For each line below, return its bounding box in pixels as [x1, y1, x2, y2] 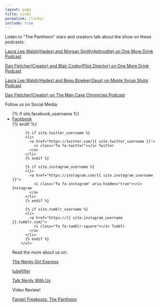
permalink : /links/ [5, 16, 44, 21]
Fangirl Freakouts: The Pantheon [12, 296, 77, 302]
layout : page [5, 7, 31, 12]
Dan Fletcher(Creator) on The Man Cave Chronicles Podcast [5, 92, 125, 98]
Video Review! [12, 287, 41, 293]
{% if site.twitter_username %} [25, 130, 90, 136]
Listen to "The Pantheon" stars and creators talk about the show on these [5, 34, 151, 40]
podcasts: [5, 39, 25, 45]
